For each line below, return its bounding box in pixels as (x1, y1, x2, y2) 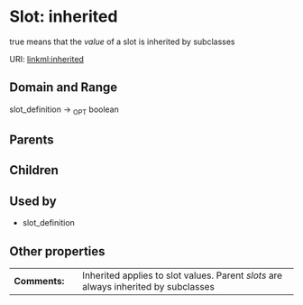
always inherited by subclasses (82, 280, 215, 292)
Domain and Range (9, 79, 118, 96)
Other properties (9, 244, 106, 259)
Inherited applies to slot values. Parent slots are (82, 269, 282, 282)
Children (9, 162, 59, 178)
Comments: (14, 274, 65, 287)
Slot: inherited (9, 6, 118, 27)
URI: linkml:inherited (9, 53, 84, 64)
